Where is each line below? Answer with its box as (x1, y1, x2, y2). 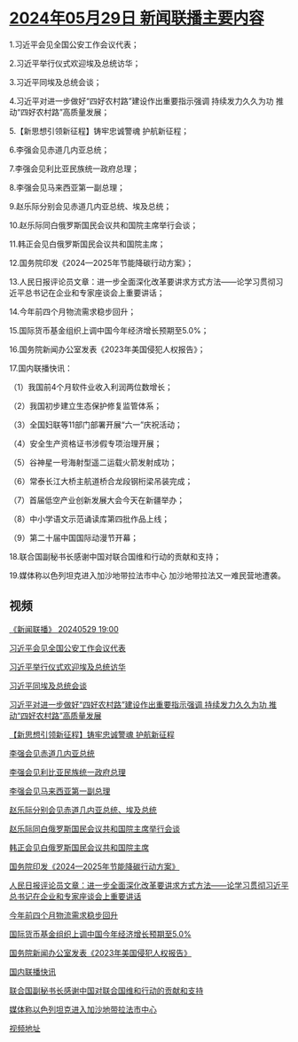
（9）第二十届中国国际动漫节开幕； (9, 532, 139, 543)
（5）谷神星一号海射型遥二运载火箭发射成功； (9, 457, 177, 467)
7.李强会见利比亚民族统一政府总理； (9, 163, 140, 174)
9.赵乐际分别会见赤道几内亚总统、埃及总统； (9, 200, 172, 211)
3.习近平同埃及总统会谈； (9, 76, 102, 87)
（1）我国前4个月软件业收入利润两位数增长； (9, 381, 173, 392)
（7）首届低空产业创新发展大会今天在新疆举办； (9, 494, 184, 505)
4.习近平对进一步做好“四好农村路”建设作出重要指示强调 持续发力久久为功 (9, 95, 274, 106)
